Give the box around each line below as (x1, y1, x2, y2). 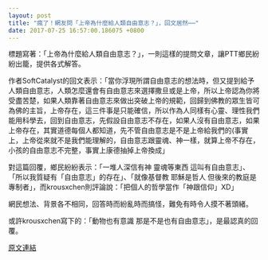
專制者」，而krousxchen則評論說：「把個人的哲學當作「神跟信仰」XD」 (8, 182, 238, 192)
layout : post (8, 11, 52, 20)
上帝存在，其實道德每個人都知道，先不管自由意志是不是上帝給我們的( (8, 126, 235, 135)
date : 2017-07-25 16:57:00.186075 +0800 (8, 26, 145, 34)
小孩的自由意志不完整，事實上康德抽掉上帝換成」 (8, 146, 169, 155)
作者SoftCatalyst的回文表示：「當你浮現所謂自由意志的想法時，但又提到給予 (8, 76, 255, 86)
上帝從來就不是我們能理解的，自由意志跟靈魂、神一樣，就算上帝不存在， (22, 136, 260, 146)
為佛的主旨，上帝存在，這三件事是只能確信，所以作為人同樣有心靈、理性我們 (8, 106, 260, 115)
